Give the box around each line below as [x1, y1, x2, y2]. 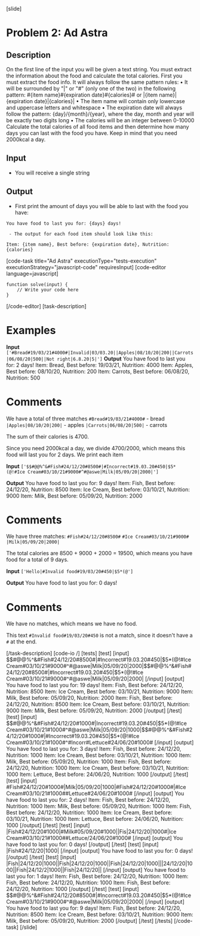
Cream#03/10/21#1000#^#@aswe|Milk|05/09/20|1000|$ [6, 726, 145, 733]
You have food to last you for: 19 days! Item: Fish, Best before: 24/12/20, [6, 682, 184, 689]
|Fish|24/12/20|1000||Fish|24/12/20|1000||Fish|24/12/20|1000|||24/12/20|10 [6, 860, 193, 867]
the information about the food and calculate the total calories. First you [6, 72, 183, 79]
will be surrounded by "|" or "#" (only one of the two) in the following [6, 85, 176, 92]
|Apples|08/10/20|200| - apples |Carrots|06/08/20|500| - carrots [6, 421, 168, 428]
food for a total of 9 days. [6, 556, 69, 563]
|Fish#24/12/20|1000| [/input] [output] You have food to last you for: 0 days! [6, 847, 193, 854]
